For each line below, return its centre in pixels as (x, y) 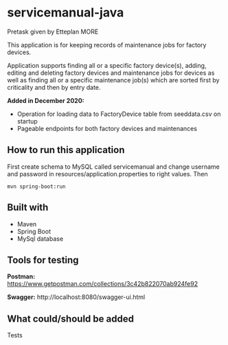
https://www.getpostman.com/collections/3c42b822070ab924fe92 (102, 284)
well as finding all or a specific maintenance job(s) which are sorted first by (113, 80)
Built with (28, 207)
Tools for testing (43, 260)
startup (27, 121)
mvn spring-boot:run (37, 187)
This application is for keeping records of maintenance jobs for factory (107, 45)
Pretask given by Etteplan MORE (53, 32)
